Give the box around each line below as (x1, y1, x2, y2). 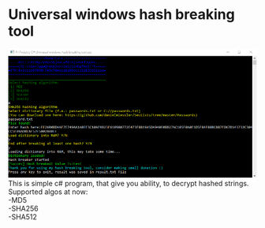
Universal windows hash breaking (8, 6, 235, 24)
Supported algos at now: (8, 187, 88, 196)
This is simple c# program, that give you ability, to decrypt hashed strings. (8, 179, 249, 189)
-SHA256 (8, 204, 39, 214)
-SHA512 (8, 212, 38, 222)
